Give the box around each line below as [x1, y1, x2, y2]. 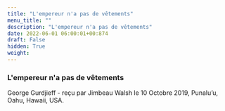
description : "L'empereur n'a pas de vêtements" [7, 23, 153, 30]
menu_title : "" [7, 17, 52, 24]
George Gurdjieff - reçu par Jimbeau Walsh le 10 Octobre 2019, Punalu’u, [7, 89, 219, 97]
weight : [7, 50, 30, 57]
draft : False [7, 37, 46, 44]
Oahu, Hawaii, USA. [7, 96, 65, 105]
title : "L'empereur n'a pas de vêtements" [7, 10, 134, 18]
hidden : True [7, 43, 46, 50]
